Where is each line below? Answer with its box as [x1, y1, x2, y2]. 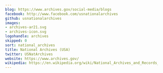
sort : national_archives [5, 43, 55, 48]
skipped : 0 [5, 38, 27, 43]
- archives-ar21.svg [5, 25, 47, 30]
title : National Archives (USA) [5, 47, 70, 52]
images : [5, 20, 21, 25]
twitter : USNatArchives [5, 51, 53, 57]
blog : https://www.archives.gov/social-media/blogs [5, 7, 112, 12]
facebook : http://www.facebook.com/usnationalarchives [5, 12, 118, 16]
